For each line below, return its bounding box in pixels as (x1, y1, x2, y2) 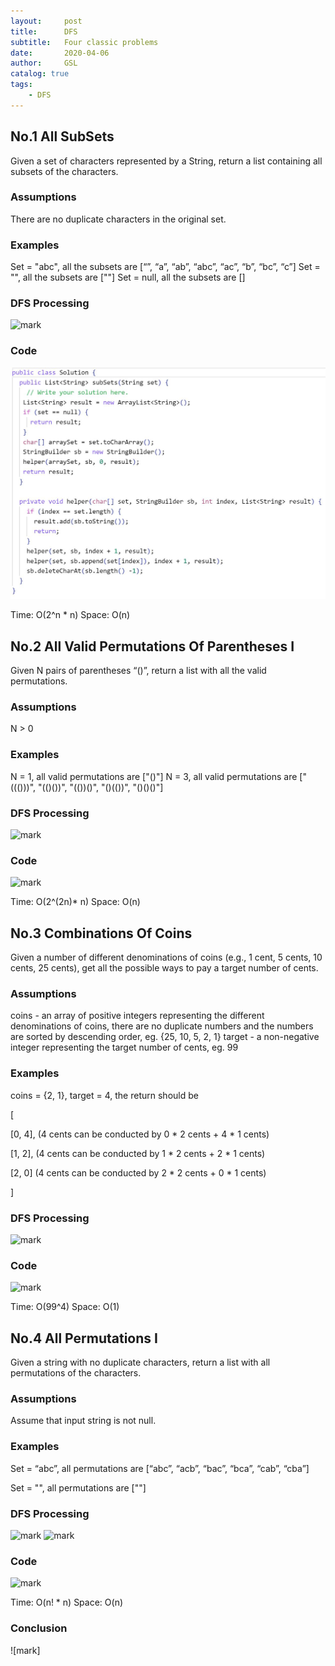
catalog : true (10, 69, 70, 79)
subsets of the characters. (10, 165, 119, 177)
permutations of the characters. (10, 1367, 142, 1379)
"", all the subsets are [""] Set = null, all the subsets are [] (10, 271, 246, 284)
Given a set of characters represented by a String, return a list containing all (10, 155, 323, 167)
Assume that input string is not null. (10, 1415, 157, 1427)
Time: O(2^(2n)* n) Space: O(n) (10, 896, 141, 908)
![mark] (10, 1644, 41, 1656)
